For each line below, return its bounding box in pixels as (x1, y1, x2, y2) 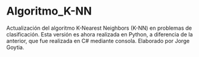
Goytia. (6, 44, 24, 51)
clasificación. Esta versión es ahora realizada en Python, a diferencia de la (6, 30, 194, 38)
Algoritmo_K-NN (6, 4, 92, 18)
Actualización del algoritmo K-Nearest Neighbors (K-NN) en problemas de (6, 24, 192, 32)
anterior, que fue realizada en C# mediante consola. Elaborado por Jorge (6, 37, 190, 44)
